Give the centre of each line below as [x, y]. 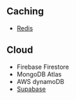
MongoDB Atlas [39, 74]
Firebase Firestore [43, 67]
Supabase [31, 89]
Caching [25, 11]
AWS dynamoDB [40, 81]
